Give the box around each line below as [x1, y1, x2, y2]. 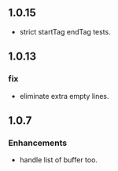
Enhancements [8, 137, 68, 148]
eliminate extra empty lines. [19, 91, 109, 100]
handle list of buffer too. [19, 155, 98, 165]
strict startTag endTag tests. [19, 27, 112, 36]
